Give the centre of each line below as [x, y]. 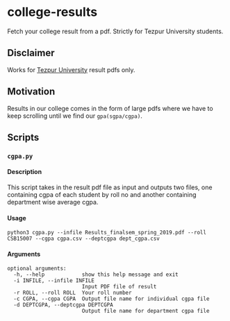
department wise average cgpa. [53, 202]
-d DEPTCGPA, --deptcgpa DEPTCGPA [63, 305]
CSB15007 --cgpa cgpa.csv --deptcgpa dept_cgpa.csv [83, 239]
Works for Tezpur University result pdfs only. [71, 69]
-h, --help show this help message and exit [96, 275]
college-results [52, 12]
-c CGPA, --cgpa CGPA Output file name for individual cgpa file [112, 299]
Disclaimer [31, 53]
